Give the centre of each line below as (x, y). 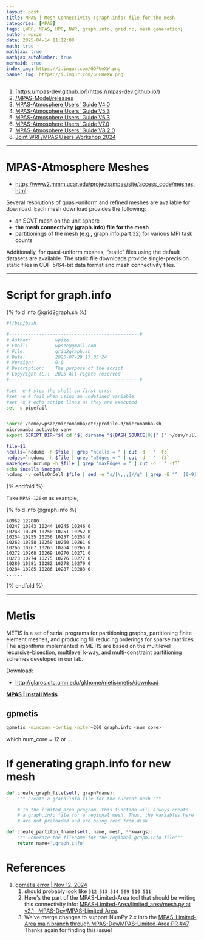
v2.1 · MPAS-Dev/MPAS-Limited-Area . (71, 910)
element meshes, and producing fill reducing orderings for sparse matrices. (101, 639)
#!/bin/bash (21, 324)
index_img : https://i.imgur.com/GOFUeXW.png (63, 69)
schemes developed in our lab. (45, 659)
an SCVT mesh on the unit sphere (57, 221)
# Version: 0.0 (35, 363)
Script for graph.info (59, 295)
